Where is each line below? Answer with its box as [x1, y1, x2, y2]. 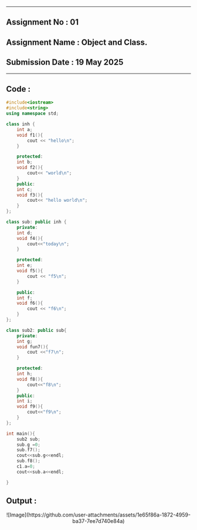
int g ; [16, 338, 33, 344]
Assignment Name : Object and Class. [6, 37, 148, 47]
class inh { [6, 121, 35, 127]
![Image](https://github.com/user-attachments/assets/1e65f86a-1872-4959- [6, 511, 191, 518]
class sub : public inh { [6, 219, 67, 225]
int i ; [16, 398, 33, 404]
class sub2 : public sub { [6, 327, 67, 333]
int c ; [16, 186, 33, 192]
